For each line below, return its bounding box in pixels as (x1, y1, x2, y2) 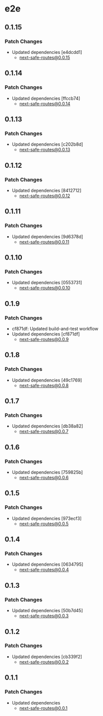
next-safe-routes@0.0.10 (19, 285, 71, 291)
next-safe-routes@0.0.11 (19, 239, 70, 245)
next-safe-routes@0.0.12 (19, 193, 70, 199)
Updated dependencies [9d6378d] (11, 233, 83, 240)
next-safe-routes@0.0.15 (19, 54, 70, 60)
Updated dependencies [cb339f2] (11, 654, 83, 660)
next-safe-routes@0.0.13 (19, 147, 71, 153)
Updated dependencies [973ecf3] (11, 515, 82, 521)
